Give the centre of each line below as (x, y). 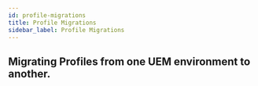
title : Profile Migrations (52, 23)
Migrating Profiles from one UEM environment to (129, 61)
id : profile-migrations (47, 15)
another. (29, 74)
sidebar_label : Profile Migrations (66, 30)
